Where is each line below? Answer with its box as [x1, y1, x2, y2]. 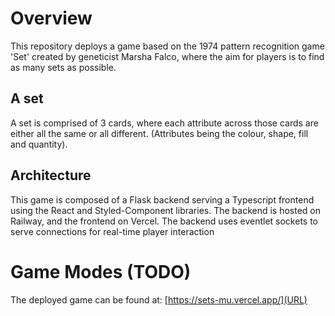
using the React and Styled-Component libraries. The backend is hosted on [10, 204, 322, 216]
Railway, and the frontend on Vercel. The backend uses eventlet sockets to [10, 215, 319, 227]
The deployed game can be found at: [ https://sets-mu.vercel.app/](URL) [10, 293, 308, 306]
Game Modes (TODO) [10, 260, 192, 283]
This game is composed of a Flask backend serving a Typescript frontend [10, 193, 315, 206]
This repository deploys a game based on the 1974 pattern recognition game [10, 40, 325, 52]
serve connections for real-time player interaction [10, 225, 215, 237]
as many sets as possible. [10, 61, 117, 73]
